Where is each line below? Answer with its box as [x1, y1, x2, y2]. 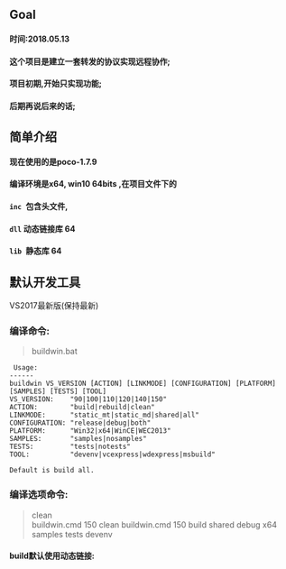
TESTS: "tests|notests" [9, 442, 131, 452]
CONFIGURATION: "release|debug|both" [9, 418, 152, 427]
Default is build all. [9, 466, 95, 475]
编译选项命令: [9, 489, 69, 501]
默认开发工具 [9, 274, 81, 289]
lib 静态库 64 [9, 245, 62, 256]
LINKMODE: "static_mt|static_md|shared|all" [9, 410, 200, 420]
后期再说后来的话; [9, 100, 76, 111]
